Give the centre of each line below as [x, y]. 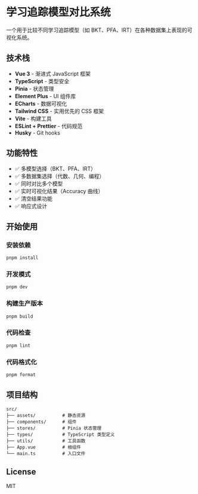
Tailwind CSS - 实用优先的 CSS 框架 [59, 111]
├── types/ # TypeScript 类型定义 [61, 434]
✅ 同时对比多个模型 [39, 184]
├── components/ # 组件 [41, 422]
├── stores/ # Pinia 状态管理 [54, 428]
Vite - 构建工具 [33, 118]
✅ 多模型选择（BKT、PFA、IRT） [55, 169]
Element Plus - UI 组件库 [45, 96]
